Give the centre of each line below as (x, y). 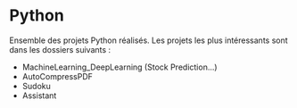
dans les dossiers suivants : (60, 49)
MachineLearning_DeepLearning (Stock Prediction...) (120, 67)
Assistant (39, 96)
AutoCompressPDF (58, 76)
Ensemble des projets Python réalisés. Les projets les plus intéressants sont (148, 40)
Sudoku (36, 86)
